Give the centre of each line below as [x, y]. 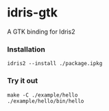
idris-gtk [33, 13]
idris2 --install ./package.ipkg [55, 64]
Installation [26, 49]
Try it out [23, 81]
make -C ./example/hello [43, 95]
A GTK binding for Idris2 [41, 32]
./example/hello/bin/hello [46, 101]
